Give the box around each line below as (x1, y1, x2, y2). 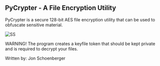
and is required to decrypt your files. (5, 46, 78, 51)
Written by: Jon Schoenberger (5, 55, 66, 61)
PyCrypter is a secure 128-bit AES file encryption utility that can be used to (5, 16, 156, 22)
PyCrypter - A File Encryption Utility (5, 4, 116, 12)
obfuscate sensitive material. (5, 22, 63, 28)
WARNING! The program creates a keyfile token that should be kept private (5, 41, 156, 47)
